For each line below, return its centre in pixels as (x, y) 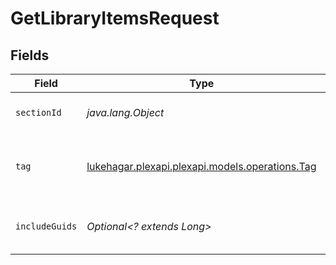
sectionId (38, 112)
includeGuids (46, 226)
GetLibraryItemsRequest (115, 18)
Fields (30, 55)
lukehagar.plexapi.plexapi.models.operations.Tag (201, 166)
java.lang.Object (125, 112)
